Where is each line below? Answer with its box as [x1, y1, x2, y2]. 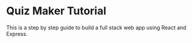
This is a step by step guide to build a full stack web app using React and [6, 24, 187, 31]
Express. [6, 30, 28, 37]
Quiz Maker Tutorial [6, 4, 107, 18]
